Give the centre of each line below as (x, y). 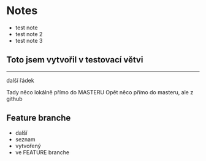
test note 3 (29, 40)
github (14, 99)
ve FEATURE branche (42, 152)
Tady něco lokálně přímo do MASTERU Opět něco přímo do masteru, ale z (100, 92)
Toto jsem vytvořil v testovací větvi (75, 60)
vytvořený (28, 146)
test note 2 (29, 34)
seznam (25, 139)
